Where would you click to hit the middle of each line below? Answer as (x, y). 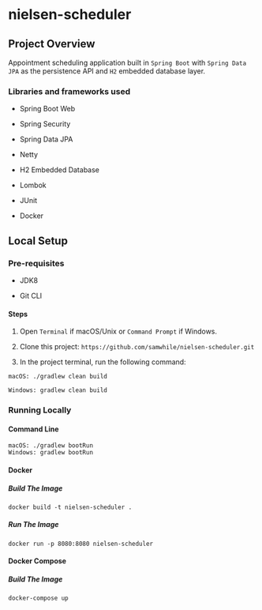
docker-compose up (38, 598)
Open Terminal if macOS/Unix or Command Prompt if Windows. (118, 331)
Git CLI (31, 296)
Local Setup (38, 241)
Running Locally (40, 410)
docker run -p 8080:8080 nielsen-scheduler (81, 544)
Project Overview (52, 44)
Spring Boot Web (47, 109)
